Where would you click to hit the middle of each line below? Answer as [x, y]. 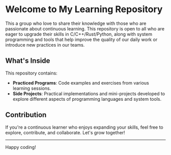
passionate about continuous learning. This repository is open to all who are [85, 28]
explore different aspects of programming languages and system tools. [87, 99]
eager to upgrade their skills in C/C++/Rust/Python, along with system [79, 34]
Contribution [26, 115]
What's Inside [28, 61]
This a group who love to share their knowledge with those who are [76, 23]
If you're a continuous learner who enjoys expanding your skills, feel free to [84, 127]
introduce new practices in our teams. [45, 45]
